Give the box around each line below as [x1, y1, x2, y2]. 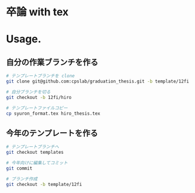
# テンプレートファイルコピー [6, 105, 68, 111]
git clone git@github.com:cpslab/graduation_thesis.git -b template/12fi [6, 78, 190, 85]
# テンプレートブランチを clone [6, 73, 75, 79]
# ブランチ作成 [6, 176, 38, 182]
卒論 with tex [6, 5, 69, 19]
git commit [6, 165, 33, 171]
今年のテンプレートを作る [6, 128, 98, 138]
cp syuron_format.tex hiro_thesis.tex [6, 111, 100, 116]
